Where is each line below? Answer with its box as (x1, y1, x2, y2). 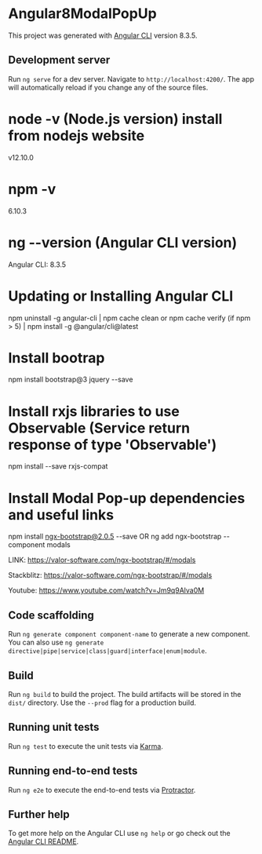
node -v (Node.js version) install (8, 110, 223, 128)
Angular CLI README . (8, 837, 79, 846)
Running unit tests (8, 721, 100, 734)
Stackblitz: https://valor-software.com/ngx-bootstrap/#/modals (8, 571, 213, 580)
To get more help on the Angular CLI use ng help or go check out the (8, 829, 231, 838)
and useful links (8, 505, 115, 524)
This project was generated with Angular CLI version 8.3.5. (8, 31, 198, 40)
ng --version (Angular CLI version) (8, 233, 238, 251)
